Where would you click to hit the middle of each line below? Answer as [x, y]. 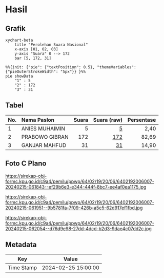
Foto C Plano [26, 164]
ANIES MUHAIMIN [43, 128]
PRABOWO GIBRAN [45, 137]
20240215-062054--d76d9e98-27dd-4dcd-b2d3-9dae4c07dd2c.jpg [79, 228]
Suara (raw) [108, 120]
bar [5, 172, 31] [33, 58]
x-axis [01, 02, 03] [36, 49]
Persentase [142, 120]
